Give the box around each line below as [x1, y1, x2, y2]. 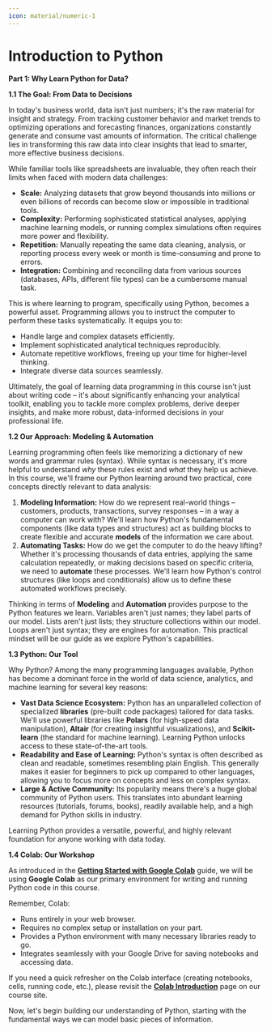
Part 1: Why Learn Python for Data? [8, 74, 129, 83]
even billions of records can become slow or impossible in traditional [19, 196, 249, 207]
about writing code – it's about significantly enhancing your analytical [8, 390, 240, 399]
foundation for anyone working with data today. [8, 834, 167, 843]
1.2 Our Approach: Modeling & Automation [8, 431, 154, 441]
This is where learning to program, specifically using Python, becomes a [8, 298, 249, 308]
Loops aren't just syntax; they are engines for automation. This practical [8, 625, 248, 634]
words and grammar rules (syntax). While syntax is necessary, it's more [8, 455, 248, 466]
